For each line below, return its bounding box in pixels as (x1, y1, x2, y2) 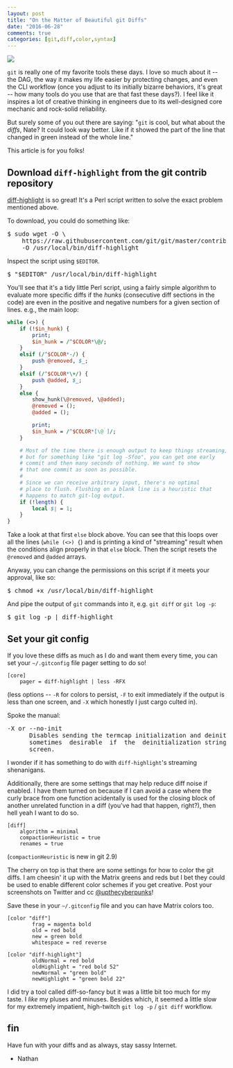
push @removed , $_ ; (32, 358, 89, 365)
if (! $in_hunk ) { (19, 325, 70, 332)
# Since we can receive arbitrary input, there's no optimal (19, 479, 200, 486)
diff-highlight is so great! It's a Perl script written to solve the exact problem (7, 196, 223, 204)
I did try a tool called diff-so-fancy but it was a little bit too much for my (7, 988, 211, 996)
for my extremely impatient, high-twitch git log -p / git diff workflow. (7, 1003, 213, 1010)
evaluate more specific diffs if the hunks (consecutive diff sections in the (7, 291, 215, 299)
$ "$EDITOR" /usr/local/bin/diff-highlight (7, 270, 157, 278)
